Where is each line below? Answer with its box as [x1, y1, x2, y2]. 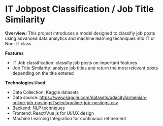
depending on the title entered [12, 70, 74, 76]
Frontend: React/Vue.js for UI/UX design [12, 110, 95, 116]
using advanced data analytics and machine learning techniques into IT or [5, 35, 155, 41]
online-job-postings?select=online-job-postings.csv [12, 99, 118, 105]
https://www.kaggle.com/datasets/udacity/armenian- [39, 94, 147, 100]
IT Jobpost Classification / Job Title [5, 3, 154, 15]
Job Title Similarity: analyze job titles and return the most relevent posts [12, 65, 158, 71]
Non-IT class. [5, 40, 33, 46]
